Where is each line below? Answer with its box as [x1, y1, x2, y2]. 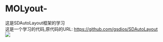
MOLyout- [5, 3, 48, 14]
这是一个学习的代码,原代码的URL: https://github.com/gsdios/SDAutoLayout [5, 26, 158, 32]
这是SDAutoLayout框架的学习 [5, 20, 65, 26]
